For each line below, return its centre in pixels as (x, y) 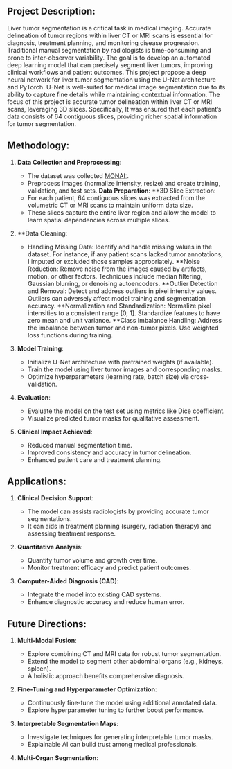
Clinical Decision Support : (55, 498)
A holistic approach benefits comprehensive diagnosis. (106, 676)
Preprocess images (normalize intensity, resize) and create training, (124, 183)
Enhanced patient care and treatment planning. (95, 459)
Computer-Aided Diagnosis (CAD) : (68, 581)
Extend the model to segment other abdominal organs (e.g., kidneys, (125, 662)
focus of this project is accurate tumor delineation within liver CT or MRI (110, 101)
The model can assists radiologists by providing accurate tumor (118, 511)
